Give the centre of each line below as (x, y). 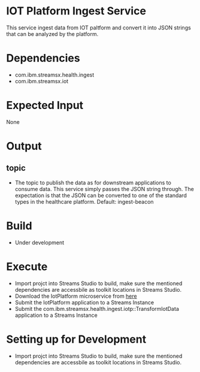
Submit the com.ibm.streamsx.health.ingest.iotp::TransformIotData (97, 309)
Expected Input (45, 105)
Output (24, 146)
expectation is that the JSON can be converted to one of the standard (101, 195)
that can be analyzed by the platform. (52, 34)
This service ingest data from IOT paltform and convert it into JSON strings (99, 28)
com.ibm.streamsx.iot (42, 81)
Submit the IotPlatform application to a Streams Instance (84, 302)
